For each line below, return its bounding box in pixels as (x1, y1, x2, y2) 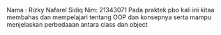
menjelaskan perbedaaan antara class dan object (6, 21, 148, 28)
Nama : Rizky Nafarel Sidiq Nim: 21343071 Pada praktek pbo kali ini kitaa (6, 6, 215, 14)
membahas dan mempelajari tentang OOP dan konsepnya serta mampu (6, 13, 212, 21)
